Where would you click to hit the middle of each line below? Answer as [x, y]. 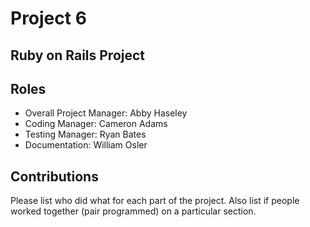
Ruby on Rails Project [78, 55]
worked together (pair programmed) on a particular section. [133, 211]
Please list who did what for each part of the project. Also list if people [155, 201]
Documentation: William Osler [86, 145]
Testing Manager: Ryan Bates [85, 134]
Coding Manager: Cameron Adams [96, 124]
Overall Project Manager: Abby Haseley [106, 113]
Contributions [54, 176]
